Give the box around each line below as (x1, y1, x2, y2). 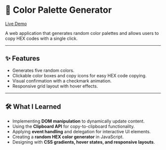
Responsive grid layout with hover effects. (12, 83, 98, 89)
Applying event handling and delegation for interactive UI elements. (12, 128, 151, 134)
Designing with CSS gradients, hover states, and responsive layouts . (12, 139, 155, 145)
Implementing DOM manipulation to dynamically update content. (12, 118, 145, 124)
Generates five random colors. (12, 67, 75, 73)
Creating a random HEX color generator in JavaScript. (12, 134, 124, 140)
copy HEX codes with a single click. (5, 35, 78, 41)
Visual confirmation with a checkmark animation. (12, 78, 112, 84)
